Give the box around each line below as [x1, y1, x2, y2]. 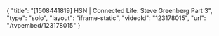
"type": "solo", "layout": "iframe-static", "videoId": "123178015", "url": [6, 14, 206, 22]
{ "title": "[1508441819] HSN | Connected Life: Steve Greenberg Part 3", [6, 7, 213, 15]
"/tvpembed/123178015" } [6, 21, 81, 29]
